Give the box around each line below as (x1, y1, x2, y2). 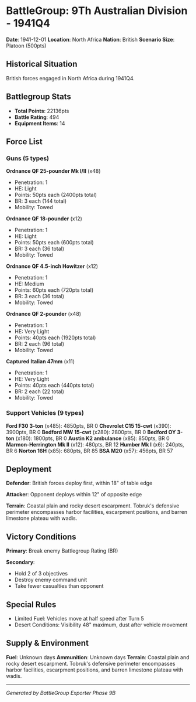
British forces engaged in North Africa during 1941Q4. (6, 74, 135, 81)
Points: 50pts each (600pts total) (14, 239, 94, 246)
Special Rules (6, 599, 57, 609)
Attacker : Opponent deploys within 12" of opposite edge (6, 491, 142, 498)
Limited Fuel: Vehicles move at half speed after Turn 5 (14, 615, 144, 622)
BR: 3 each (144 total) (14, 197, 67, 205)
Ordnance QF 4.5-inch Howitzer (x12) (6, 263, 98, 270)
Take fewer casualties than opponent (14, 582, 104, 589)
